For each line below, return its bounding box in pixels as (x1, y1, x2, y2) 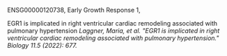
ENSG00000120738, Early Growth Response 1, (7, 6, 141, 14)
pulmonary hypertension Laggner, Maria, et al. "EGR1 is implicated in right (7, 27, 220, 35)
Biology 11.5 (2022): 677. (7, 41, 78, 49)
